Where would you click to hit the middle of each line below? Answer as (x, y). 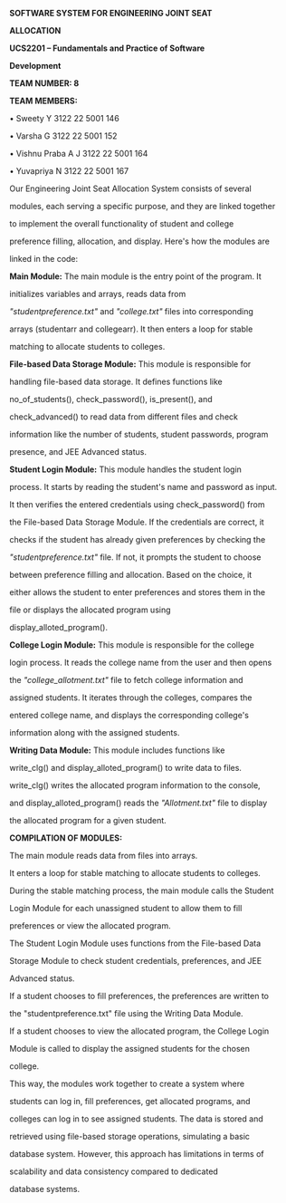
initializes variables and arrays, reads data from (98, 294)
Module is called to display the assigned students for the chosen (130, 1049)
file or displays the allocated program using (90, 610)
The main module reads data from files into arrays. (104, 856)
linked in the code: (44, 259)
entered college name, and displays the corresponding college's (129, 715)
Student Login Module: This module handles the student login (126, 469)
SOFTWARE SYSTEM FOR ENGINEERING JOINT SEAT (111, 13)
